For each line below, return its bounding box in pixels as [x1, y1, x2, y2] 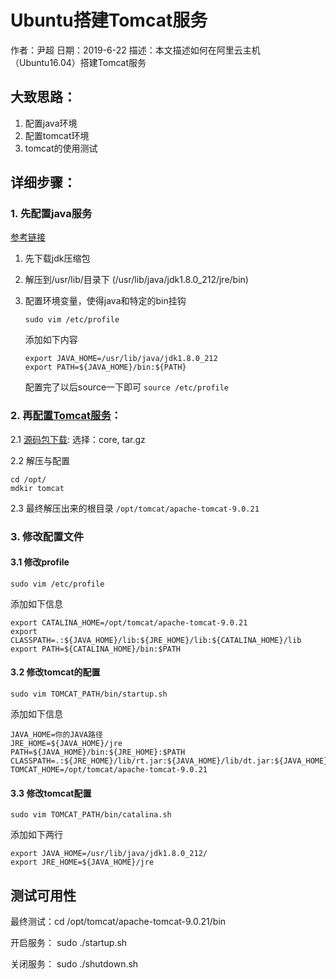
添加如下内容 [24, 334, 78, 346]
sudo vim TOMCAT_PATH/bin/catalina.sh [10, 810, 172, 820]
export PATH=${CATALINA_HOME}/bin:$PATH [10, 644, 182, 654]
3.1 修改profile [10, 556, 70, 568]
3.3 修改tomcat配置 [10, 787, 92, 799]
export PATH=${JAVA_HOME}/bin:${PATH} [24, 362, 187, 373]
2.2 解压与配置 [10, 454, 71, 466]
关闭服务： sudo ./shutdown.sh [10, 958, 139, 970]
